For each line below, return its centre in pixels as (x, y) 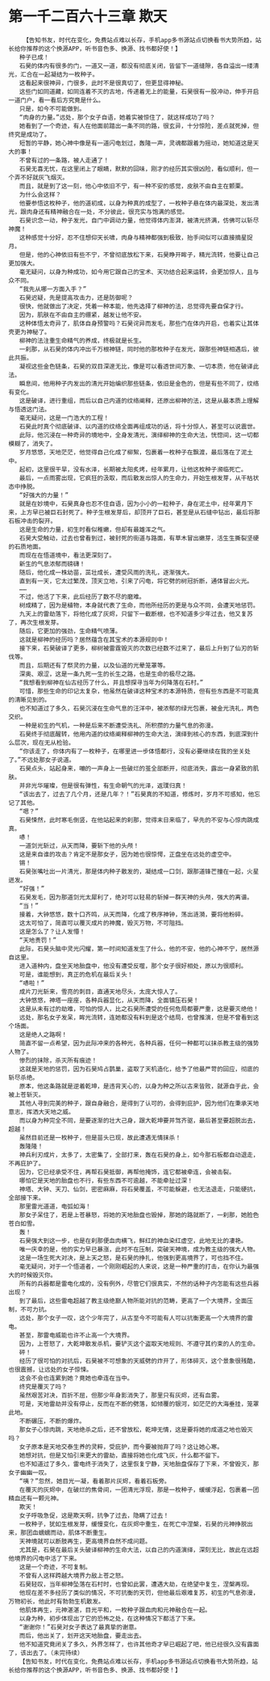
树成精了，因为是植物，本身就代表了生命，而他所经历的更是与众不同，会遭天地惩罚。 (139, 605)
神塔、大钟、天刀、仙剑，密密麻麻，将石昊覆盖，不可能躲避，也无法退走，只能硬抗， (139, 1189)
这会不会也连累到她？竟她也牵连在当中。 (76, 1378)
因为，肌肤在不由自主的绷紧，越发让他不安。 (82, 315)
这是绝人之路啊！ (43, 1034)
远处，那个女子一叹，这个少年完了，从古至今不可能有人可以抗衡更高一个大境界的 (133, 1318)
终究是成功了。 (29, 134)
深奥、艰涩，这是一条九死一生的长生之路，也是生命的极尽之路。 (109, 674)
